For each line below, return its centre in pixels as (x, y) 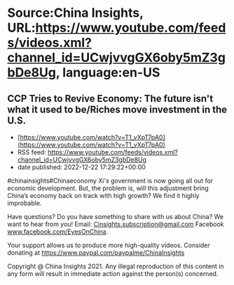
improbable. (25, 203)
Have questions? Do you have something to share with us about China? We (116, 217)
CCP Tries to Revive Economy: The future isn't (110, 99)
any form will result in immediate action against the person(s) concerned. (113, 274)
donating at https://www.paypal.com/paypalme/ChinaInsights (96, 253)
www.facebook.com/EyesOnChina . (58, 232)
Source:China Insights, (75, 13)
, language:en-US (108, 73)
